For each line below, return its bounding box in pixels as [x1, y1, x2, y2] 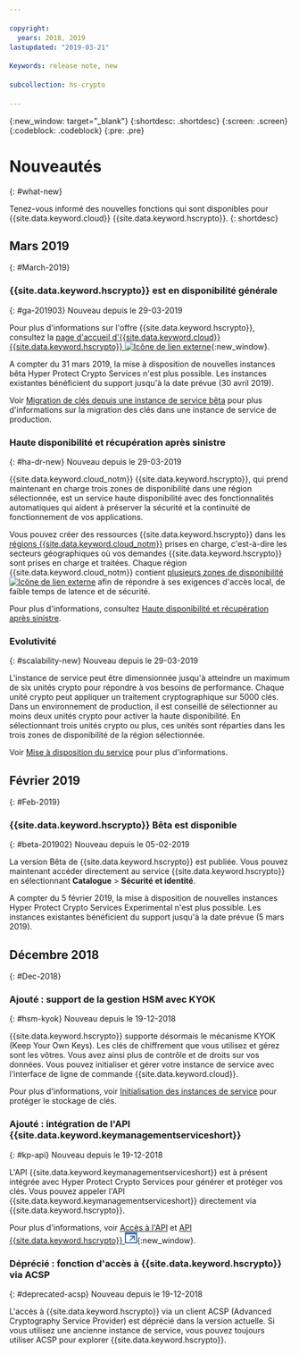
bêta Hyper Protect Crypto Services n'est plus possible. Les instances [9, 367, 268, 379]
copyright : [9, 23, 50, 33]
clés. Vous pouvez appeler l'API [9, 1185, 126, 1197]
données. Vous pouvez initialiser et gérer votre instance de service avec [9, 1059, 275, 1070]
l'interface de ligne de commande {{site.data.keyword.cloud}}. [9, 1069, 239, 1080]
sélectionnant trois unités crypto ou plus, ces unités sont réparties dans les [9, 720, 286, 731]
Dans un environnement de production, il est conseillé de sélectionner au [9, 702, 278, 712]
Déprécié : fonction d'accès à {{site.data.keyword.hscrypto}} [9, 1257, 283, 1269]
